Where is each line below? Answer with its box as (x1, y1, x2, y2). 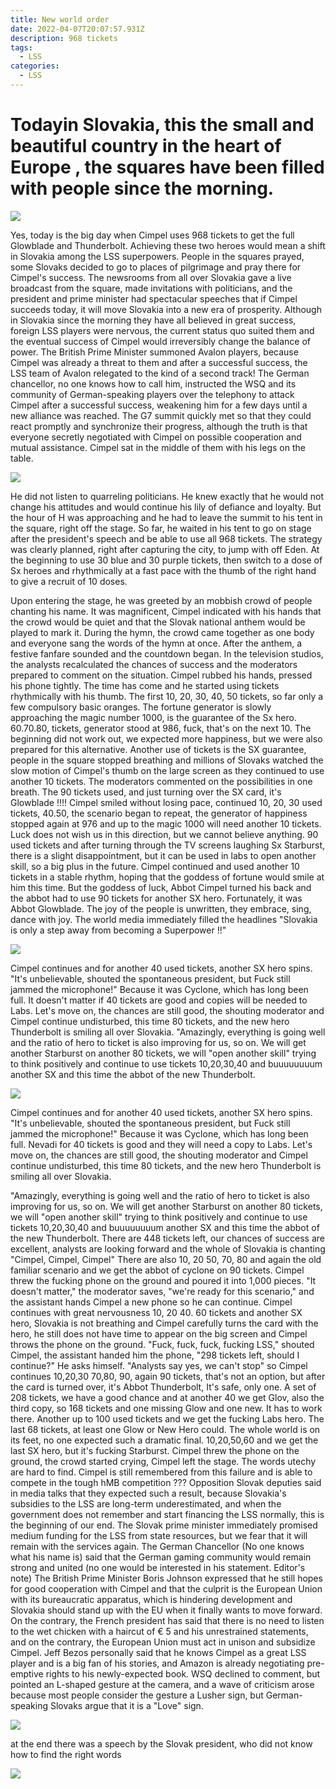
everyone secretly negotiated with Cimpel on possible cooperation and (10, 431, 302, 443)
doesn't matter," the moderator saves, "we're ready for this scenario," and (10, 1285, 315, 1297)
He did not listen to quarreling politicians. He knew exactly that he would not (10, 490, 325, 502)
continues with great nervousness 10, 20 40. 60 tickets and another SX (10, 1306, 303, 1318)
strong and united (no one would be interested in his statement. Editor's (10, 1561, 306, 1573)
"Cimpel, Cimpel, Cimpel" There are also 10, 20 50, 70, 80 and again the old (10, 1253, 322, 1265)
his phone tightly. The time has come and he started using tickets (10, 679, 280, 691)
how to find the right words (10, 1748, 122, 1760)
